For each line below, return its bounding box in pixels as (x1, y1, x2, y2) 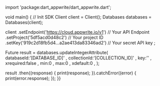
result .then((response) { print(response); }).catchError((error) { (5, 70, 137, 76)
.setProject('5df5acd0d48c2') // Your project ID (5, 35, 104, 40)
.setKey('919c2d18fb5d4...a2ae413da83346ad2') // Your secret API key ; (5, 40, 155, 46)
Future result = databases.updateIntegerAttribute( (5, 50, 108, 55)
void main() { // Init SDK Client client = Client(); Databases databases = (5, 14, 152, 20)
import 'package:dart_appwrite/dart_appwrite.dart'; (5, 5, 112, 10)
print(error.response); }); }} (5, 75, 61, 81)
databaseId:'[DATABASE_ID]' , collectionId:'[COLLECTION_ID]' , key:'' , (5, 55, 152, 61)
